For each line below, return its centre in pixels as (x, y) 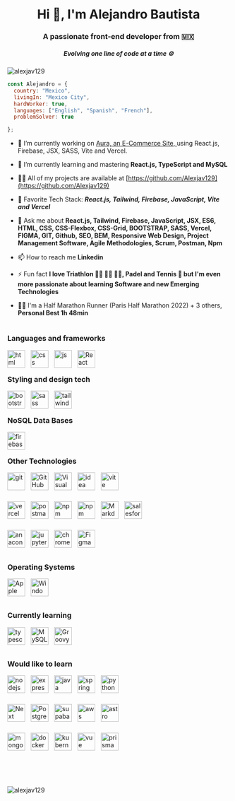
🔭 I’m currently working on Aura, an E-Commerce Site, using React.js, (119, 144)
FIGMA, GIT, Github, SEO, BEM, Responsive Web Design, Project (113, 235)
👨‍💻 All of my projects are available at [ (73, 178)
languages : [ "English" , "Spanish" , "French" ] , (83, 110)
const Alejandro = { (38, 84)
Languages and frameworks (56, 339)
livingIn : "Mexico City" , (52, 97)
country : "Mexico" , (42, 90)
